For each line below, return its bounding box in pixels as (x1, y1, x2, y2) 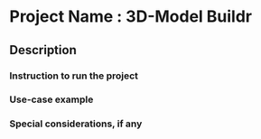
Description (9, 42, 77, 58)
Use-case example (9, 93, 94, 106)
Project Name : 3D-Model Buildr (9, 6, 253, 27)
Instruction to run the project (9, 69, 138, 82)
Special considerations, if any (9, 117, 143, 130)
